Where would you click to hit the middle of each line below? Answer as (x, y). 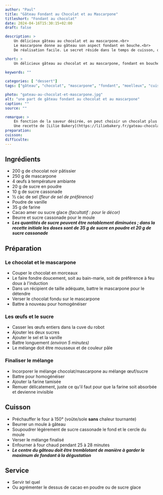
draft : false (18, 28)
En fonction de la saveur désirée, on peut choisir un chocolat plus (86, 122)
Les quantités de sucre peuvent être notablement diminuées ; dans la (83, 223)
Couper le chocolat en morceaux (45, 273)
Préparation (23, 248)
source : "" (16, 108)
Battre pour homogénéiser (38, 376)
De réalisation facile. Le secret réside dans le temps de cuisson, (84, 50)
